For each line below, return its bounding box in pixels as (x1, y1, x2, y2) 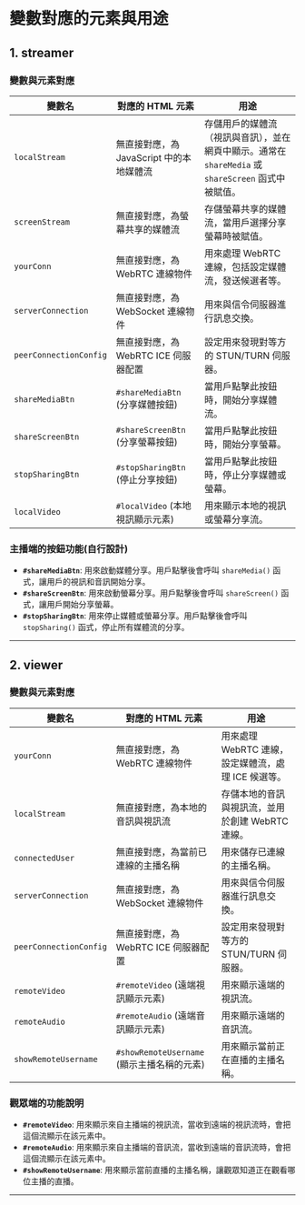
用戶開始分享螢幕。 (46, 599, 119, 610)
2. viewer (9, 657, 64, 673)
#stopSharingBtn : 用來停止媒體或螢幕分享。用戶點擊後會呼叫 (22, 610, 248, 621)
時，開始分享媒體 (203, 393, 278, 406)
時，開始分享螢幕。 (203, 437, 287, 450)
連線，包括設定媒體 (203, 260, 287, 273)
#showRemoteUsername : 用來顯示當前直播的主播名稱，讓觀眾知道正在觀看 (22, 1165, 288, 1176)
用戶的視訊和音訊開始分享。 (46, 577, 151, 587)
